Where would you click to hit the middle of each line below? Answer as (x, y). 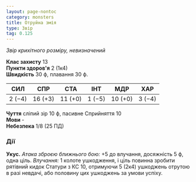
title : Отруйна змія (32, 22)
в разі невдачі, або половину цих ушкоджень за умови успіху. (84, 173)
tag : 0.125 (19, 34)
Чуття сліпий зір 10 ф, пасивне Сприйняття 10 (64, 113)
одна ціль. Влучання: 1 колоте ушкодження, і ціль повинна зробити (91, 161)
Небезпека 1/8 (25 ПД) (35, 126)
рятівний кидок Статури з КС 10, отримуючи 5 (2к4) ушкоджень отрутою (98, 167)
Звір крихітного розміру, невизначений (56, 50)
